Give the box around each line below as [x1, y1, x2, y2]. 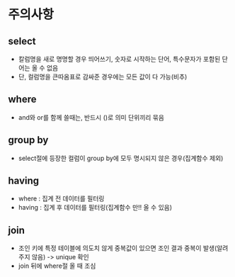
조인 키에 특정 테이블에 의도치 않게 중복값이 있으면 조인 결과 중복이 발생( [18, 244, 217, 252]
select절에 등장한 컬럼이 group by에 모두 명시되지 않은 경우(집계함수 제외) [18, 154, 224, 162]
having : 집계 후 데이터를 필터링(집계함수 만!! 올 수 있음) [18, 203, 173, 212]
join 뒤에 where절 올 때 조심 [18, 261, 96, 270]
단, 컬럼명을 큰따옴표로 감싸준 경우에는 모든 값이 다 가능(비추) [18, 72, 188, 81]
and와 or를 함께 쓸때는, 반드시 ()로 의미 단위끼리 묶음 [18, 113, 165, 121]
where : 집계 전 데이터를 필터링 [18, 194, 105, 203]
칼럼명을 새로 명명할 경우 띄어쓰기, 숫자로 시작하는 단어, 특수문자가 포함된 [18, 55, 221, 63]
